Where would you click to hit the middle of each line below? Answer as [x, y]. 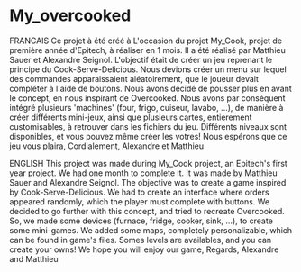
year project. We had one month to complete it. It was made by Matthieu [143, 173]
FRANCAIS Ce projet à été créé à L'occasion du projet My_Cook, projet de [146, 41]
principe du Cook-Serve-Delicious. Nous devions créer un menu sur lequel [148, 69]
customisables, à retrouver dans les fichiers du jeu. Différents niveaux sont [148, 126]
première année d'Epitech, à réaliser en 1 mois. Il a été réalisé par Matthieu [147, 50]
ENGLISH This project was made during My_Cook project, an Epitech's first [149, 163]
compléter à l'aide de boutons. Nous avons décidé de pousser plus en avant [151, 88]
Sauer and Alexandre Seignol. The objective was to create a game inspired [148, 182]
